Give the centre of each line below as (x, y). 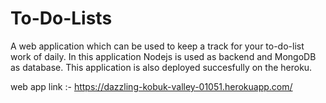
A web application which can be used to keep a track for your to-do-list (157, 46)
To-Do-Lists (61, 18)
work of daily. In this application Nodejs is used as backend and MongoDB (163, 56)
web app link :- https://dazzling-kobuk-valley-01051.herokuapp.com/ (151, 86)
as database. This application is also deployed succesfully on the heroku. (161, 67)
